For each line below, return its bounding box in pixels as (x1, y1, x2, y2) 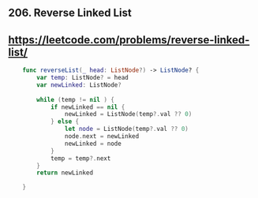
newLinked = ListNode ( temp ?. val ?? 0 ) (64, 110, 193, 118)
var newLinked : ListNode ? (36, 80, 122, 89)
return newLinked (36, 169, 93, 177)
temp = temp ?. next (50, 154, 111, 163)
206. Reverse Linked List (8, 6, 133, 20)
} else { (50, 118, 80, 125)
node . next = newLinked (64, 133, 140, 140)
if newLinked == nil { (50, 103, 125, 111)
